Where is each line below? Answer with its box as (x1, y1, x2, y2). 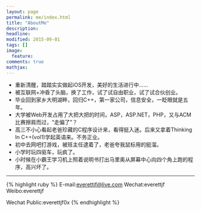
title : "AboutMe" (6, 20, 50, 26)
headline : (6, 31, 31, 37)
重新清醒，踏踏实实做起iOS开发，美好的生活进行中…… (14, 81, 148, 88)
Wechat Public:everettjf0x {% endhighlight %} (6, 199, 120, 206)
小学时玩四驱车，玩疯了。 (14, 149, 78, 156)
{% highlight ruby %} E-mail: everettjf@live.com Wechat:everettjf (6, 181, 165, 188)
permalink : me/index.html (6, 14, 71, 20)
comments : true (6, 59, 44, 64)
